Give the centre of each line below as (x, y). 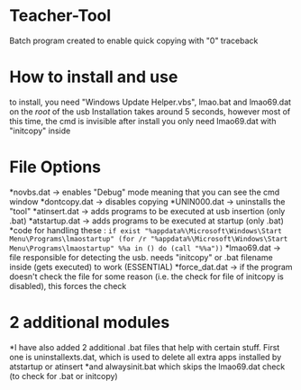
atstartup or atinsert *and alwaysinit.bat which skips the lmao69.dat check (147, 367)
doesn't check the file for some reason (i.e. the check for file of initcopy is (146, 277)
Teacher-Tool (60, 16)
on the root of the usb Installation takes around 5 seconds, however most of (150, 111)
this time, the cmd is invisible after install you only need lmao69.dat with (143, 121)
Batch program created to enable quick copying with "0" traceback (134, 41)
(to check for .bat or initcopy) (64, 376)
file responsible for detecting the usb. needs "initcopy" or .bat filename (141, 257)
